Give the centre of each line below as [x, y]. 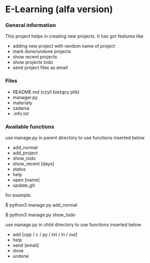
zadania [21, 108]
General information [31, 25]
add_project [25, 153]
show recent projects [35, 57]
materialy [22, 103]
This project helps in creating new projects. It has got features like [74, 36]
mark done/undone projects [42, 51]
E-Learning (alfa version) [59, 9]
